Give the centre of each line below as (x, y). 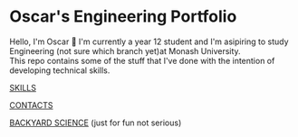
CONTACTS (31, 105)
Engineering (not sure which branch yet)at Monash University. (125, 50)
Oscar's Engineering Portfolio (123, 17)
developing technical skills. (60, 70)
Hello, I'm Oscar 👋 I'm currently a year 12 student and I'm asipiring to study (149, 41)
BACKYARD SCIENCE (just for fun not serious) (96, 123)
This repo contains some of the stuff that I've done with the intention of (142, 60)
